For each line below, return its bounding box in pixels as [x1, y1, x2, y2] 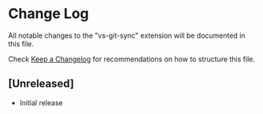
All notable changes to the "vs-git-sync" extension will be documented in [8, 31, 246, 40]
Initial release [19, 97, 63, 107]
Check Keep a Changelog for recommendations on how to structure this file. [8, 54, 256, 64]
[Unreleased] [8, 77, 75, 90]
